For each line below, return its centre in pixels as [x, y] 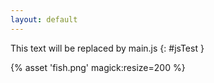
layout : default [44, 19]
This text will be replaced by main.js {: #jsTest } [107, 48]
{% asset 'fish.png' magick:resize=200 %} [98, 67]
